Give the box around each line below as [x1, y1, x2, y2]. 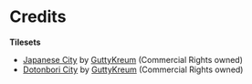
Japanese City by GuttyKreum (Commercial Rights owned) [22, 54, 244, 65]
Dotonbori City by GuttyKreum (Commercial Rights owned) [22, 64, 244, 75]
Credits [9, 6, 67, 27]
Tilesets [9, 37, 41, 47]
